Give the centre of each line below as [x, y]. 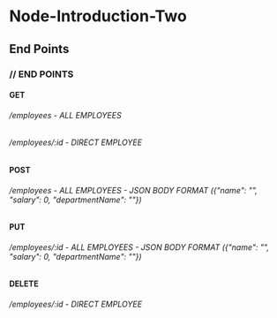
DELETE [24, 284]
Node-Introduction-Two [98, 16]
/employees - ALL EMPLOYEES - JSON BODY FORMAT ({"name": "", [133, 190]
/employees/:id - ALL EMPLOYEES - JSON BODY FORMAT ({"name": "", [139, 247]
